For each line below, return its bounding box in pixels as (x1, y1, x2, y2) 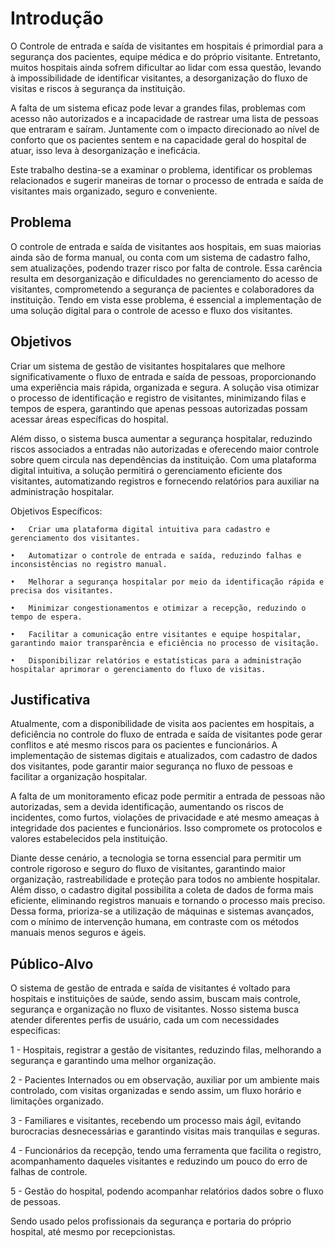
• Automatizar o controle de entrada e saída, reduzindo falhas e (10, 550, 302, 561)
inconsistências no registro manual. (10, 559, 168, 569)
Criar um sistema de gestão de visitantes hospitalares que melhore (10, 360, 286, 372)
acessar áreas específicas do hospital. (10, 413, 169, 425)
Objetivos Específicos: (10, 505, 103, 517)
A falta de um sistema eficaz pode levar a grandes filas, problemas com (10, 102, 306, 114)
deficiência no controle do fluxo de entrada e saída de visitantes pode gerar (10, 728, 323, 741)
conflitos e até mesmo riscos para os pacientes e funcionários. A (10, 739, 278, 751)
